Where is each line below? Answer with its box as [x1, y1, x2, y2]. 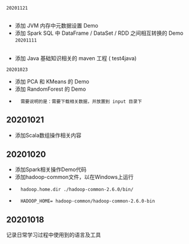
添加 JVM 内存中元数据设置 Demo [14, 22, 98, 29]
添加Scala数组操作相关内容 [14, 132, 82, 139]
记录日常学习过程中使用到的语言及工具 [6, 231, 101, 239]
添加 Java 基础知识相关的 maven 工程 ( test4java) [14, 54, 137, 62]
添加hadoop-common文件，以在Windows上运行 [14, 174, 134, 181]
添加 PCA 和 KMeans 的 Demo [14, 78, 89, 85]
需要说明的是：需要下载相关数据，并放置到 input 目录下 [20, 99, 142, 105]
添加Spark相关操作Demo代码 [14, 166, 87, 173]
